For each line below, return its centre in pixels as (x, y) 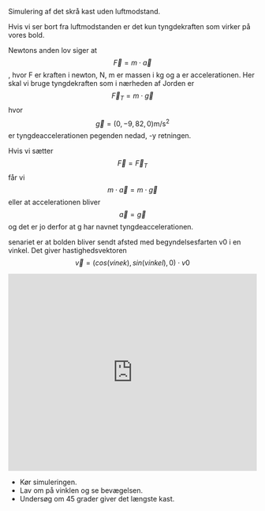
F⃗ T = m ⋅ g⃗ (132, 96)
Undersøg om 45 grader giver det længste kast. (97, 499)
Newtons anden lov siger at (52, 50)
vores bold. (26, 35)
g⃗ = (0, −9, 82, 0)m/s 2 (132, 123)
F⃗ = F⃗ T (132, 164)
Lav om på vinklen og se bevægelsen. (81, 490)
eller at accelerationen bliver (54, 202)
